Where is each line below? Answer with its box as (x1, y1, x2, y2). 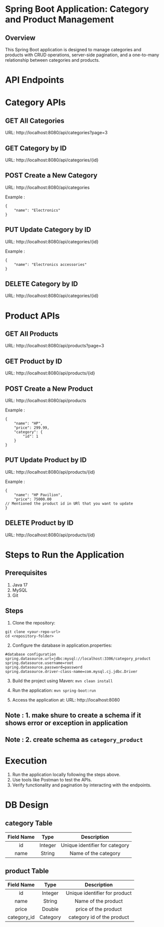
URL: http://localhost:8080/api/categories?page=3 (5, 130, 108, 136)
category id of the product (68, 914, 130, 921)
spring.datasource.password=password (5, 665, 83, 669)
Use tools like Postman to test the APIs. (12, 777, 92, 783)
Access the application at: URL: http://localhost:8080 (12, 697, 120, 703)
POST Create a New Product (5, 384, 93, 393)
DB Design (5, 799, 49, 811)
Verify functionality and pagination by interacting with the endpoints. (12, 782, 152, 788)
